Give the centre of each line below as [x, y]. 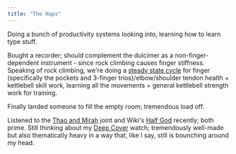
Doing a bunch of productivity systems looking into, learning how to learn [114, 34]
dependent [23, 63]
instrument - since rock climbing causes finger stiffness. [123, 63]
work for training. [33, 93]
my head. [21, 143]
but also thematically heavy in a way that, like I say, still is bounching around [118, 135]
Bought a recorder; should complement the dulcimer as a [90, 55]
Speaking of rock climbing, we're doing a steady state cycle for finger [109, 70]
